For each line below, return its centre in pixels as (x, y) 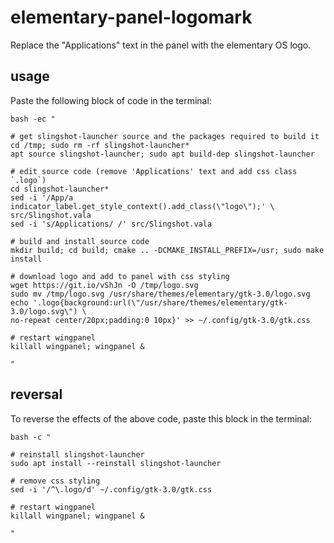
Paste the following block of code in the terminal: (111, 100)
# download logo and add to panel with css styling (120, 276)
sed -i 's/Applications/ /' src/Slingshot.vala (111, 224)
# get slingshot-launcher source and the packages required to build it (165, 136)
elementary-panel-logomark (131, 17)
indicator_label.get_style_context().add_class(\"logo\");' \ (142, 206)
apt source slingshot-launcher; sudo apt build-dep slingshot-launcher (162, 154)
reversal (36, 394)
